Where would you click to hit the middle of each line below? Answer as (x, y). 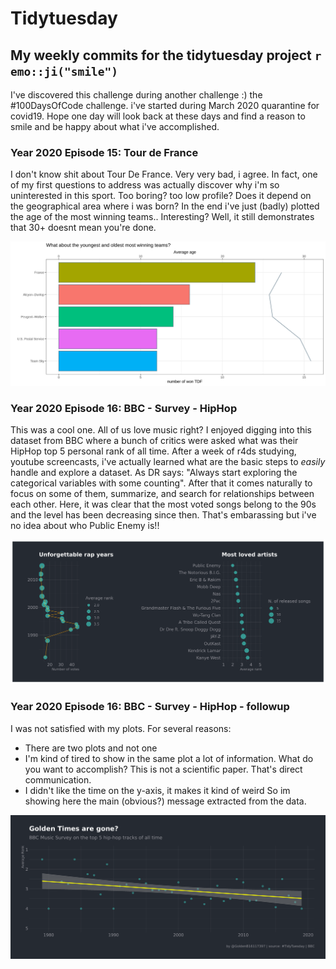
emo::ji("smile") (64, 71)
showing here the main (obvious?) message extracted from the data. (165, 801)
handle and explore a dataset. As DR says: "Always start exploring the (154, 473)
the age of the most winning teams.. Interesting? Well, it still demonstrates (162, 217)
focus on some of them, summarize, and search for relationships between (162, 494)
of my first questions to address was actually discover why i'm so (145, 185)
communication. (58, 779)
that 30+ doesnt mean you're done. (83, 228)
